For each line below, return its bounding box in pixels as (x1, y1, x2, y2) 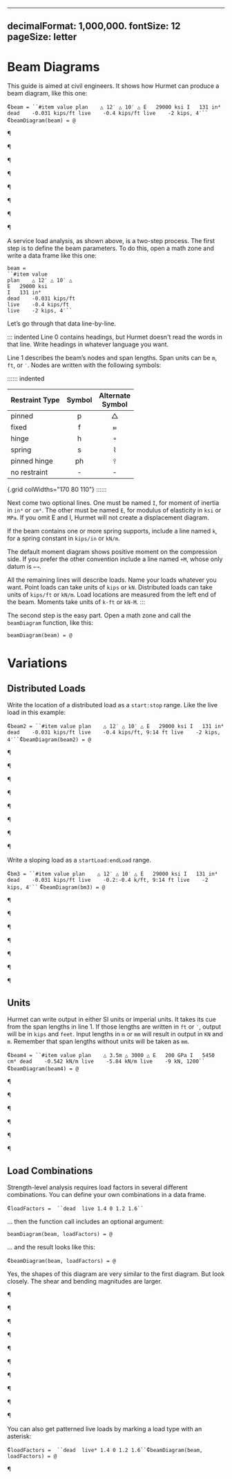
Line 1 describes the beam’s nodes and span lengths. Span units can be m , (7, 354, 217, 362)
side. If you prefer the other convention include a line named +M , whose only (7, 555, 223, 563)
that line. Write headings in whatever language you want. (7, 340, 169, 348)
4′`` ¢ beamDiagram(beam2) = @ (7, 735, 92, 743)
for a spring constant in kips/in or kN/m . (7, 534, 121, 542)
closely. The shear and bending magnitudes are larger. (7, 1277, 162, 1285)
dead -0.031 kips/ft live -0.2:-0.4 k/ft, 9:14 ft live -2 (7, 877, 209, 884)
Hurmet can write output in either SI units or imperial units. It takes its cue (7, 1016, 216, 1024)
